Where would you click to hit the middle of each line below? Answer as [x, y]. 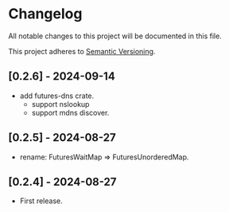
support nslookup [60, 104]
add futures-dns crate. [57, 96]
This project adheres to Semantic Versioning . [82, 51]
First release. [41, 201]
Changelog [45, 14]
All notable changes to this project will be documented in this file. [115, 36]
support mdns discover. [70, 112]
